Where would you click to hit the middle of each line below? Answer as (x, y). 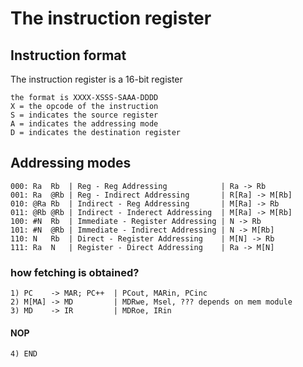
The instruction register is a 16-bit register (96, 79)
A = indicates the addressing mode (84, 124)
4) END (24, 354)
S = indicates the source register (84, 115)
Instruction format (68, 55)
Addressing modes (71, 163)
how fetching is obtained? (75, 272)
